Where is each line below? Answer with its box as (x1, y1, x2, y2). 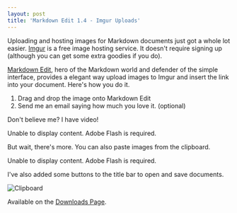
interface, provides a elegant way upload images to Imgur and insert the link (7, 72, 229, 81)
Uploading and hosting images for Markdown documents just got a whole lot (7, 36, 231, 45)
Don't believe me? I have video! (7, 115, 99, 124)
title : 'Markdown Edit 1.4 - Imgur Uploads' (7, 17, 141, 24)
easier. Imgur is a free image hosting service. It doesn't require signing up (7, 44, 223, 52)
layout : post (7, 10, 46, 18)
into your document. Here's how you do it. (7, 80, 130, 88)
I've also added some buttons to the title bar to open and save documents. (7, 170, 224, 178)
